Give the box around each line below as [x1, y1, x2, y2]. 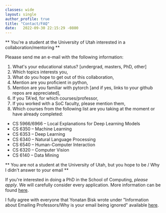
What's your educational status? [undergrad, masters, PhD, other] [12, 64, 147, 70]
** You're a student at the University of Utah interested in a [5, 39, 125, 45]
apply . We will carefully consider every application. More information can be [5, 182, 161, 188]
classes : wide [5, 7, 35, 12]
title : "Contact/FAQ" [5, 21, 50, 26]
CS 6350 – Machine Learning [12, 126, 72, 132]
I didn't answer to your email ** [5, 167, 69, 173]
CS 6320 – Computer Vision [12, 147, 69, 153]
